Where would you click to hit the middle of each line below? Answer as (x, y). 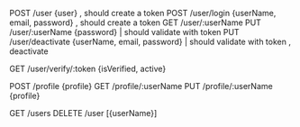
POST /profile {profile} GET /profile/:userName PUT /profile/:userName (141, 86)
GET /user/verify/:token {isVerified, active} (88, 68)
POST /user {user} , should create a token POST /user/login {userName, (143, 13)
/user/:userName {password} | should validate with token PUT (125, 32)
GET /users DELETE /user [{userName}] (83, 113)
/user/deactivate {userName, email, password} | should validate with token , (150, 41)
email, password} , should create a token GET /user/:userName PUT (135, 23)
